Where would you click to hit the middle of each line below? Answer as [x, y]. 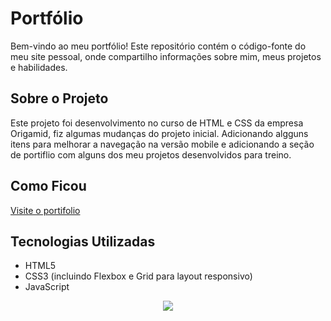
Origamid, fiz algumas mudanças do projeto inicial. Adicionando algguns [159, 133]
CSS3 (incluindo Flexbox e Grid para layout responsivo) [138, 276]
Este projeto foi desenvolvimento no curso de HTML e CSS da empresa [157, 123]
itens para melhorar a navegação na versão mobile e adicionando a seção [162, 144]
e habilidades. [39, 67]
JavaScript [47, 287]
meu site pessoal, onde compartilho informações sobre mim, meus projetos [166, 56]
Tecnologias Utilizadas [83, 241]
